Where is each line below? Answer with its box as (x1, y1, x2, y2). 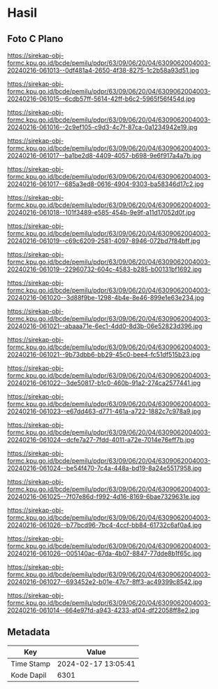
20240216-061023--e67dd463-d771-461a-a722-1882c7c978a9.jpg (7, 407, 201, 415)
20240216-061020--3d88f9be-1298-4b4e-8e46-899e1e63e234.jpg (7, 294, 205, 301)
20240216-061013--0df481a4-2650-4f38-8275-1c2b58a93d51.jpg (7, 66, 199, 74)
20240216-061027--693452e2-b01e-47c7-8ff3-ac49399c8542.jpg (7, 578, 203, 585)
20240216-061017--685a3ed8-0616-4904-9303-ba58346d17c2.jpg (7, 180, 204, 188)
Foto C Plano (7, 33, 64, 45)
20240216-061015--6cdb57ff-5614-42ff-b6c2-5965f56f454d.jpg (7, 94, 196, 103)
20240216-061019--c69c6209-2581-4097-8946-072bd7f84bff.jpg (7, 236, 201, 245)
